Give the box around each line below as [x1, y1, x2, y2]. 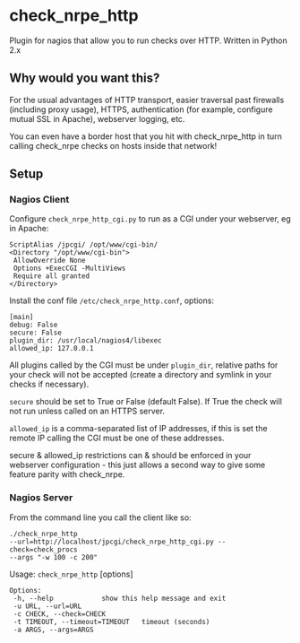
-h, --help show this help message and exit [13, 594, 227, 603]
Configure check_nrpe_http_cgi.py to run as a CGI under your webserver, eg [9, 213, 291, 224]
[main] [9, 313, 34, 322]
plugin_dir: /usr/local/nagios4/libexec [9, 336, 163, 345]
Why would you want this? [9, 71, 160, 86]
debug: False [9, 320, 58, 330]
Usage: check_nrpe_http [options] [9, 569, 133, 579]
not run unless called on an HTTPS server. [9, 405, 166, 417]
